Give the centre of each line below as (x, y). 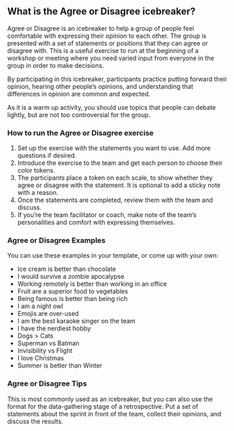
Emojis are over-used (48, 314)
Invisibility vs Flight (45, 351)
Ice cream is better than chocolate (67, 269)
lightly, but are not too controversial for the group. (79, 115)
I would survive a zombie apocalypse (71, 277)
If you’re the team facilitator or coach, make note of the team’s (107, 215)
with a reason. (38, 193)
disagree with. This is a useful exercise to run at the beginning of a (103, 50)
